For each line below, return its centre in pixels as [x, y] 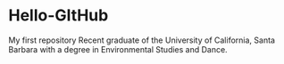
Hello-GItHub [58, 16]
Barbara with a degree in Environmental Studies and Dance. [118, 49]
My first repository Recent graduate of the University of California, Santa [142, 40]
